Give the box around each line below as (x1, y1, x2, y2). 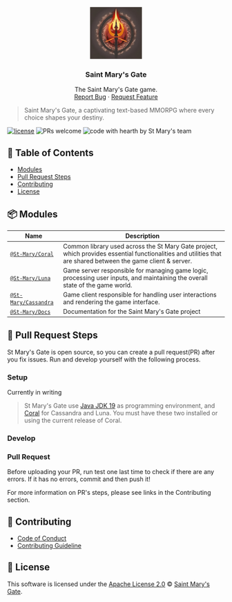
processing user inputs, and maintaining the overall (63, 273, 209, 282)
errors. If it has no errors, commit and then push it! (7, 475, 151, 483)
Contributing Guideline (17, 542, 81, 550)
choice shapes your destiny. (23, 113, 105, 122)
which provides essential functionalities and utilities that (63, 249, 222, 258)
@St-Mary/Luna (10, 274, 51, 282)
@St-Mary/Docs (10, 309, 51, 316)
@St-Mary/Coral (10, 250, 54, 258)
